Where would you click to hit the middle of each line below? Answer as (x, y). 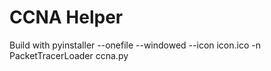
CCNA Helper (66, 17)
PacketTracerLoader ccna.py (69, 55)
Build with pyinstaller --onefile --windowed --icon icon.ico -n (135, 45)
